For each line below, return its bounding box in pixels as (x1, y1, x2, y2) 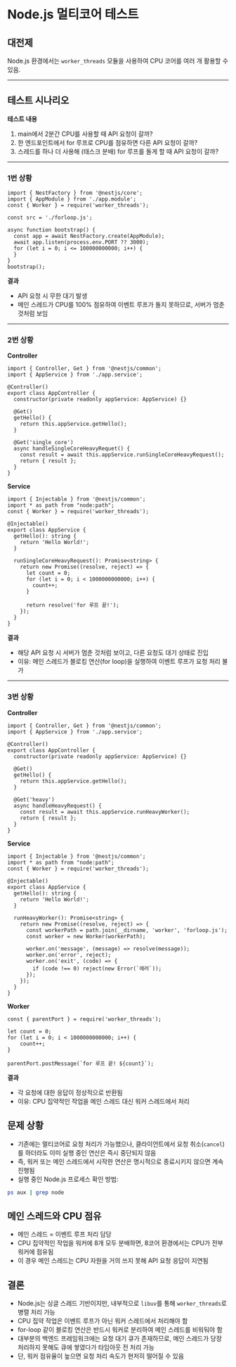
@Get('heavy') (13, 796, 55, 803)
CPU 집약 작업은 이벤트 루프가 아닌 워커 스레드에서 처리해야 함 (17, 1317, 188, 1325)
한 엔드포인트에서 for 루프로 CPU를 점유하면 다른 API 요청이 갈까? (17, 138, 198, 146)
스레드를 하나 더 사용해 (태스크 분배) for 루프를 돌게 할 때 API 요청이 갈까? (17, 147, 219, 156)
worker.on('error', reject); (25, 951, 112, 958)
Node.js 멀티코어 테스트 (7, 6, 139, 23)
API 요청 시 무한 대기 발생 (17, 291, 88, 300)
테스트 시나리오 (7, 94, 70, 106)
